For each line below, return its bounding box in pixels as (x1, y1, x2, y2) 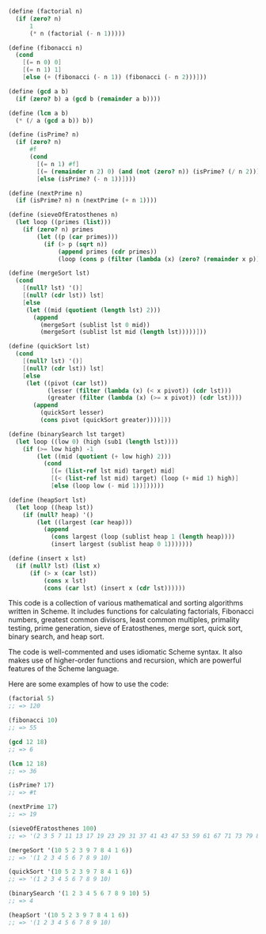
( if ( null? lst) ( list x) (15, 562, 101, 570)
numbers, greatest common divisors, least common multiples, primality (8, 615, 240, 625)
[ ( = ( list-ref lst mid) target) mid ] (50, 467, 176, 475)
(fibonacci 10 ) (8, 716, 59, 724)
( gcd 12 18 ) (8, 738, 47, 746)
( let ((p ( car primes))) (36, 233, 119, 241)
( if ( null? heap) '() (22, 511, 93, 518)
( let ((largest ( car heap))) (36, 518, 133, 526)
